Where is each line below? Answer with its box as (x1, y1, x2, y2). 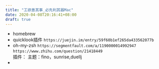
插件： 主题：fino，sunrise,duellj (12, 54, 82, 60)
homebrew (12, 31, 36, 37)
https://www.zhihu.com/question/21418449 (12, 49, 103, 54)
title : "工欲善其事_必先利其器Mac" (5, 7, 73, 13)
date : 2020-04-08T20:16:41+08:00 (5, 12, 77, 17)
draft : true (5, 17, 31, 22)
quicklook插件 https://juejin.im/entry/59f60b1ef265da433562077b (12, 37, 154, 43)
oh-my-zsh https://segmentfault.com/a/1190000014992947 (12, 43, 136, 49)
